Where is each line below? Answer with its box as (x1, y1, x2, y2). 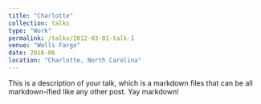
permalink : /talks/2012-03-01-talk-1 (8, 34, 135, 42)
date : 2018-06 (8, 49, 56, 57)
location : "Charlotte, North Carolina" (8, 57, 142, 65)
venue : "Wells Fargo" (8, 42, 81, 50)
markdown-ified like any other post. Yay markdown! (8, 86, 179, 96)
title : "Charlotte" (8, 11, 74, 20)
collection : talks (8, 19, 70, 27)
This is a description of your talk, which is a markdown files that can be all (8, 78, 253, 88)
